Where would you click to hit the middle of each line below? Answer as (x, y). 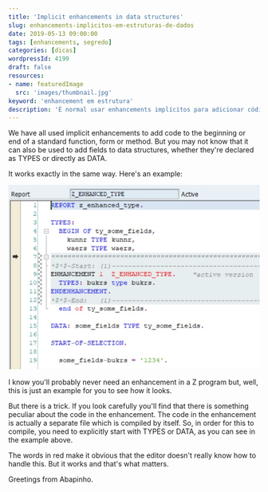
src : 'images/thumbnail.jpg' (64, 92)
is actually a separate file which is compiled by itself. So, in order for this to (131, 423)
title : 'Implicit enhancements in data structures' (96, 17)
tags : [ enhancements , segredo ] (60, 42)
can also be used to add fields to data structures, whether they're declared (131, 150)
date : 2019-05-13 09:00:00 (53, 33)
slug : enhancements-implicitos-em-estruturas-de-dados (101, 25)
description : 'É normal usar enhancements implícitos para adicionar (126, 109)
